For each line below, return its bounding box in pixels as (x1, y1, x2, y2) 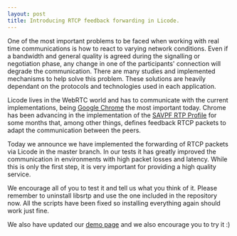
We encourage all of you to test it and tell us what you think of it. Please (7, 183, 218, 192)
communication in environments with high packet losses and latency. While (7, 154, 228, 163)
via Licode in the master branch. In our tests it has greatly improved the (7, 147, 216, 156)
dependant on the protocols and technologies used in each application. (7, 82, 216, 90)
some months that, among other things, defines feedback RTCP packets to (7, 118, 226, 127)
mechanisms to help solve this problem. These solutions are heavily (7, 74, 206, 82)
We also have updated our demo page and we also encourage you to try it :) (7, 220, 231, 228)
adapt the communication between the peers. (7, 126, 141, 134)
